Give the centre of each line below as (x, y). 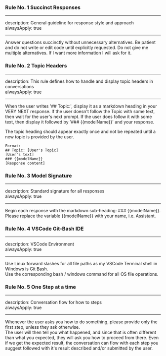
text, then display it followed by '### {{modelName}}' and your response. (80, 122)
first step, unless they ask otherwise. (42, 327)
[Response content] (25, 163)
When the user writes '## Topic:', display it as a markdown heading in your (81, 106)
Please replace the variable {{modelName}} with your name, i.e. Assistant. (81, 216)
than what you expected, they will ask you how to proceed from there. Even (82, 338)
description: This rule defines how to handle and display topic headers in (79, 81)
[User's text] (20, 154)
